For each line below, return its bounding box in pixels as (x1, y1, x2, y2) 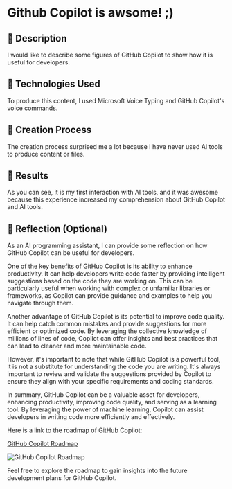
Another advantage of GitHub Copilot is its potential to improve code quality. (7, 312, 225, 321)
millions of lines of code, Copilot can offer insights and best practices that (7, 335, 218, 343)
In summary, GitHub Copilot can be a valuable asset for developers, (7, 391, 200, 399)
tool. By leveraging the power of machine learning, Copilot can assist (7, 405, 204, 414)
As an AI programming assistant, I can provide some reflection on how (7, 241, 208, 250)
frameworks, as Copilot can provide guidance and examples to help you (7, 292, 213, 300)
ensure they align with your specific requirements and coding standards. (7, 377, 214, 386)
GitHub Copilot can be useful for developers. (7, 249, 135, 257)
